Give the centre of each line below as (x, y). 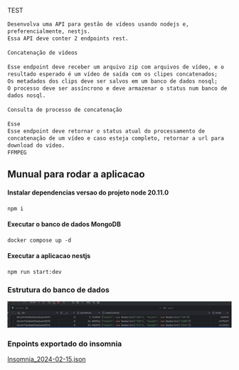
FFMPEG (17, 153)
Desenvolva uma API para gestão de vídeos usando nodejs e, (99, 24)
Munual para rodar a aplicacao (76, 174)
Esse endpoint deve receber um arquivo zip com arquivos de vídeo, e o (116, 67)
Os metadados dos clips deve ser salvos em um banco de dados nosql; (113, 81)
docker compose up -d (39, 240)
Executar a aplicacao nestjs (49, 256)
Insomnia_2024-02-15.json (47, 359)
